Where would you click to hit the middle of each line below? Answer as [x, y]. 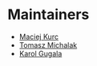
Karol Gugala [40, 53]
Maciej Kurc [39, 37]
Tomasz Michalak [48, 45]
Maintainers [48, 15]
